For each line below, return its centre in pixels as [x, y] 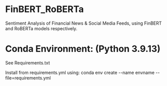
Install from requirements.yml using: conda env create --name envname [80, 72]
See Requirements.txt [28, 63]
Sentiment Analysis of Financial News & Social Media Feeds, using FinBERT [84, 23]
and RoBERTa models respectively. [41, 28]
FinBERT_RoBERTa [45, 9]
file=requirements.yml [28, 78]
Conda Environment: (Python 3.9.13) [83, 49]
